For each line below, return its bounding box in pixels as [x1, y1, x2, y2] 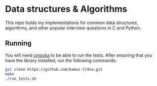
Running [5, 39, 32, 48]
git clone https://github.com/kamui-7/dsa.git [5, 67, 103, 72]
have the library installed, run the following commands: [5, 57, 117, 63]
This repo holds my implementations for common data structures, [5, 20, 138, 26]
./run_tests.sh [5, 76, 37, 81]
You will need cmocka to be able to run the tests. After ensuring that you [5, 52, 152, 58]
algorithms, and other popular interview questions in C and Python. [5, 25, 142, 30]
